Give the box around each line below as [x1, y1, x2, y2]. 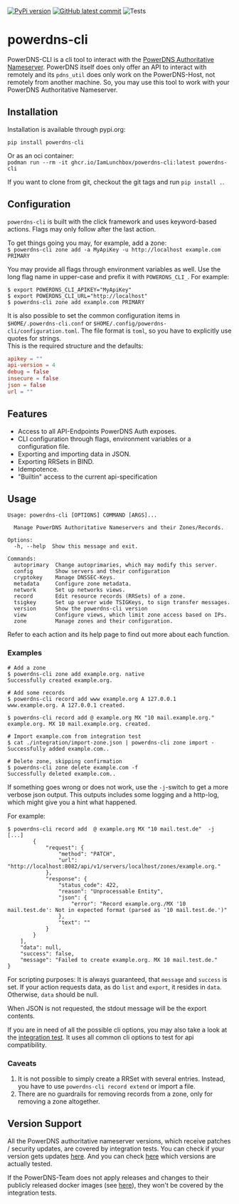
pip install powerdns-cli [7, 139, 84, 146]
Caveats [7, 1058, 37, 1068]
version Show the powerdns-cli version [14, 606, 148, 613]
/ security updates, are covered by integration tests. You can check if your [7, 1144, 225, 1153]
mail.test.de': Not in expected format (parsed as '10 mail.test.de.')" [7, 906, 228, 913]
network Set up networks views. [14, 586, 126, 594]
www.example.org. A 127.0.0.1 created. [7, 702, 126, 709]
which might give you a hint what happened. [7, 798, 137, 806]
